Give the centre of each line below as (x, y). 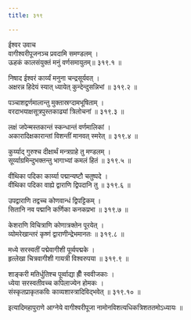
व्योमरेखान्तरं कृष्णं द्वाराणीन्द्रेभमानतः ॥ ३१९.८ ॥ (66, 234)
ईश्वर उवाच (22, 45)
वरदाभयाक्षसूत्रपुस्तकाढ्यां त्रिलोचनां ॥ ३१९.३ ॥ (66, 111)
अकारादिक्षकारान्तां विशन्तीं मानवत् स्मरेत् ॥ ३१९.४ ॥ (73, 136)
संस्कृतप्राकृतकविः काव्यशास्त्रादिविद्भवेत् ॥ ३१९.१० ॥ (74, 292)
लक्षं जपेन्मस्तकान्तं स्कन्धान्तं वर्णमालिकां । (59, 127)
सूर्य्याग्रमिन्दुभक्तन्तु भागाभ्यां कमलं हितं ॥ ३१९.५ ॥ (70, 160)
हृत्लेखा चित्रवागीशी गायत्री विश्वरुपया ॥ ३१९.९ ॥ (68, 258)
